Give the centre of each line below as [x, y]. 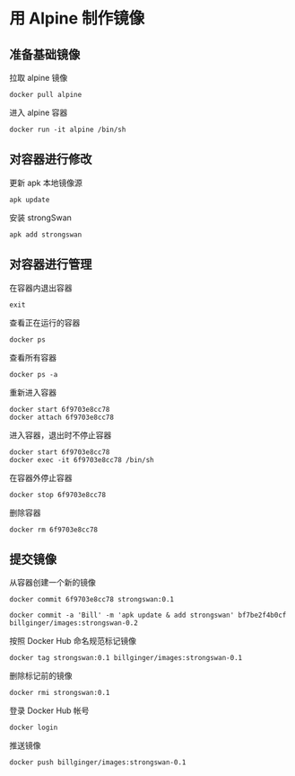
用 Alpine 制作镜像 [77, 18]
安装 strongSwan [40, 218]
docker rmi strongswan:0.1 [60, 693]
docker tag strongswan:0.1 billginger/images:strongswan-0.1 [126, 658]
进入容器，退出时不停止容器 [61, 435]
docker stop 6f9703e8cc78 [57, 495]
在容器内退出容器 [41, 288]
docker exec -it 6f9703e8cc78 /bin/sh [82, 459]
